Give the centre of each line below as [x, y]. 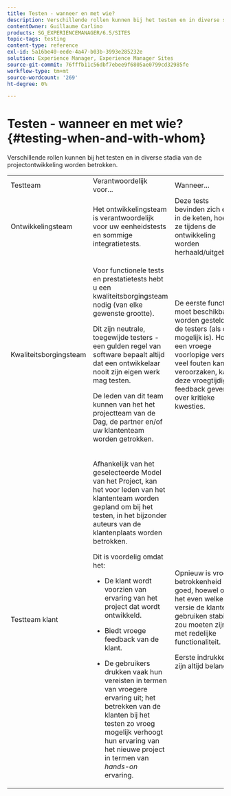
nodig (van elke [118, 305]
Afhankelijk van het [123, 464]
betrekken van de [133, 707]
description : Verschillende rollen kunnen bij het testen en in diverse [113, 20]
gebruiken [191, 616]
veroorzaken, [196, 372]
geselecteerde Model [127, 473]
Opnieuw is [193, 573]
